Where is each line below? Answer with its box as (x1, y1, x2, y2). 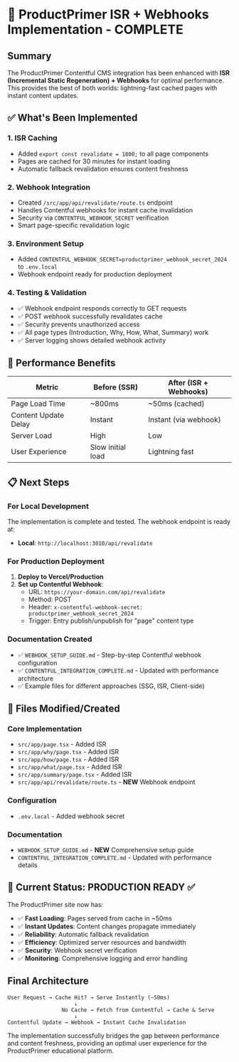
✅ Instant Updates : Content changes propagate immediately (17, 922, 196, 930)
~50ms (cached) (148, 399, 205, 409)
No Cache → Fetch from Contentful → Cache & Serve (61, 1006, 215, 1014)
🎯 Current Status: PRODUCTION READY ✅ (7, 881, 196, 894)
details (17, 860, 38, 869)
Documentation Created (7, 634, 92, 644)
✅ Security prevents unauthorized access (17, 320, 140, 328)
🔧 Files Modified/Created (7, 703, 120, 715)
